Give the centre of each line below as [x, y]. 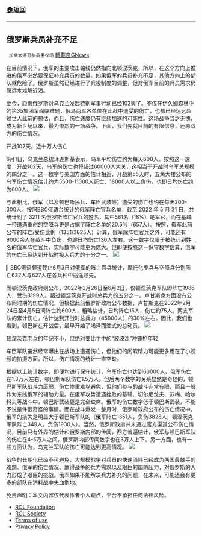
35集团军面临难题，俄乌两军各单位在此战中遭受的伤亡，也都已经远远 [101, 111]
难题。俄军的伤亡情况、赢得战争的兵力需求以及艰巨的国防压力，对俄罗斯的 [98, 467]
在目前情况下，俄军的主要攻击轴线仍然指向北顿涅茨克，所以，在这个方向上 [98, 68]
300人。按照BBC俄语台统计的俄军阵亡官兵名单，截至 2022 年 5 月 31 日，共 [100, 210]
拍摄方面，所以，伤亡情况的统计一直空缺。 [69, 359]
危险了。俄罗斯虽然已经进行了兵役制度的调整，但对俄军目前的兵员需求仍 [106, 83]
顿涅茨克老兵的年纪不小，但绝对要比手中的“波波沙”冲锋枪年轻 [82, 338]
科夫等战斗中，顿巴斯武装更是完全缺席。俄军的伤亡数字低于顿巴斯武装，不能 [101, 402]
